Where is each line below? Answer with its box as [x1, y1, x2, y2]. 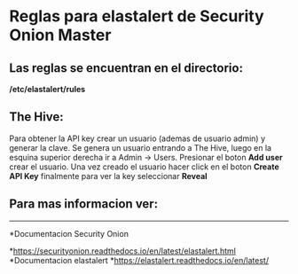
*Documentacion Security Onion [9, 228, 129, 239]
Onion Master [9, 25, 112, 45]
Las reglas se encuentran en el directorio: [9, 60, 244, 75]
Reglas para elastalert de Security [9, 6, 264, 27]
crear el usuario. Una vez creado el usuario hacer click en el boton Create [9, 161, 279, 172]
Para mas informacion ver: [9, 197, 158, 212]
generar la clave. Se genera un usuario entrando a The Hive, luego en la [9, 142, 272, 153]
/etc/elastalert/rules [9, 84, 86, 94]
